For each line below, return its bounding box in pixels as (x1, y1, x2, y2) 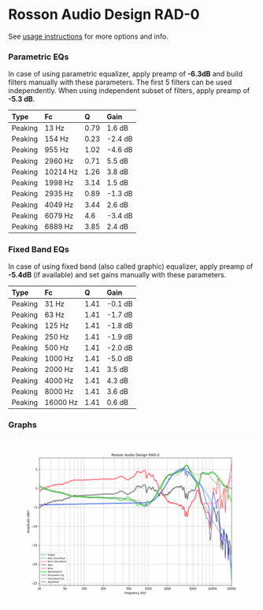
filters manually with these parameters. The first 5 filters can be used (8, 77, 232, 87)
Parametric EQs (8, 51, 69, 62)
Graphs (8, 419, 37, 430)
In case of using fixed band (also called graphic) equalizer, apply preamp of (8, 262, 254, 271)
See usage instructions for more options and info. (8, 32, 169, 41)
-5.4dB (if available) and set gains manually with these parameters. (8, 270, 227, 280)
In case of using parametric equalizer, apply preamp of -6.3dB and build (8, 69, 243, 79)
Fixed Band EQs (8, 244, 69, 255)
